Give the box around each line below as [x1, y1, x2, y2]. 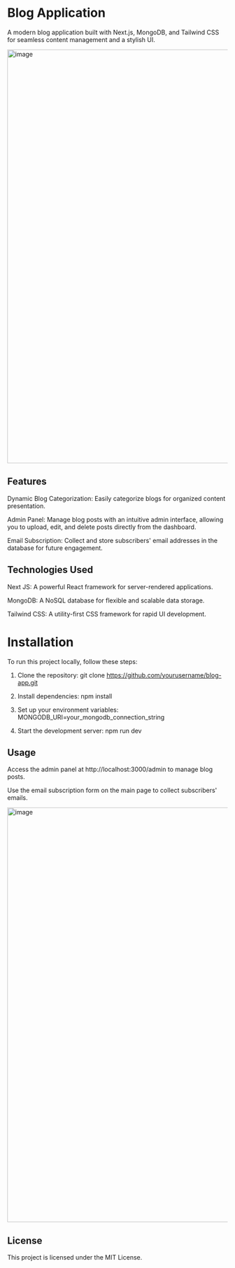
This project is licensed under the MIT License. [7, 1253, 143, 1262]
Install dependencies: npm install [17, 691, 113, 700]
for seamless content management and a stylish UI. [7, 35, 155, 43]
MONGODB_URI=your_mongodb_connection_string [17, 712, 165, 721]
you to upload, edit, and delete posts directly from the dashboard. [7, 523, 197, 531]
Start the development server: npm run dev [17, 726, 142, 735]
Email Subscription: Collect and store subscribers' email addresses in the [7, 536, 218, 544]
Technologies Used [7, 564, 93, 576]
